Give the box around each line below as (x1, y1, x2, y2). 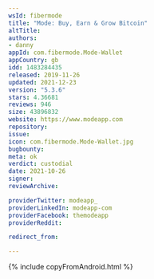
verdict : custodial (8, 160, 73, 168)
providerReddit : (8, 218, 62, 227)
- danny (8, 41, 34, 49)
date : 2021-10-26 (8, 167, 66, 175)
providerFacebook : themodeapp (8, 211, 109, 219)
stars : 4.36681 (8, 93, 59, 101)
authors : (8, 33, 38, 42)
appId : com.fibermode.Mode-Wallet (8, 49, 124, 57)
